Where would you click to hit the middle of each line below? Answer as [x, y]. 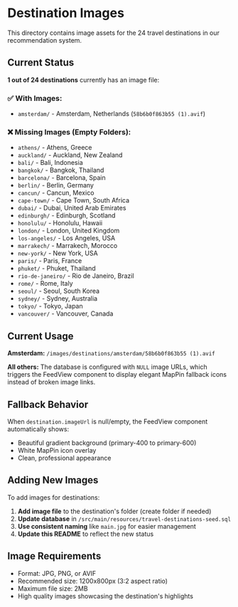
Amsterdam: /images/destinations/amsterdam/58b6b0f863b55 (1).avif [111, 353]
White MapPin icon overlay [57, 450]
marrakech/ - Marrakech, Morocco [67, 246]
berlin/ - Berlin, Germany [56, 186]
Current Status [41, 63]
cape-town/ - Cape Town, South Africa [74, 200]
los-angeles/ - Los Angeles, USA [66, 238]
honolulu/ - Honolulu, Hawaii [60, 223]
